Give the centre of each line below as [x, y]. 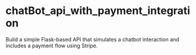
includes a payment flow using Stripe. [52, 46]
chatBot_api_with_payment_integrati [98, 11]
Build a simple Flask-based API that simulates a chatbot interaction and [92, 39]
